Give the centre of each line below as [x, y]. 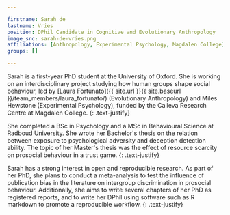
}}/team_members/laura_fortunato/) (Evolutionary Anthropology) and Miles [112, 98]
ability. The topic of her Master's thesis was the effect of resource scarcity [112, 148]
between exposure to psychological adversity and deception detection [107, 140]
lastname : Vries [30, 26]
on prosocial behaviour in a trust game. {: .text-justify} [84, 155]
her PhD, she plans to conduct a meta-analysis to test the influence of [105, 175]
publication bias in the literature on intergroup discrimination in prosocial [109, 183]
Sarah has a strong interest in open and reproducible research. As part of [110, 168]
